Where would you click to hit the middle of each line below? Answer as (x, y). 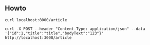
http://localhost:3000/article (38, 37)
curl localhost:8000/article (36, 20)
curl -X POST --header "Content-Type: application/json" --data (75, 29)
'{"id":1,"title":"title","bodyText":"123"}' (54, 33)
